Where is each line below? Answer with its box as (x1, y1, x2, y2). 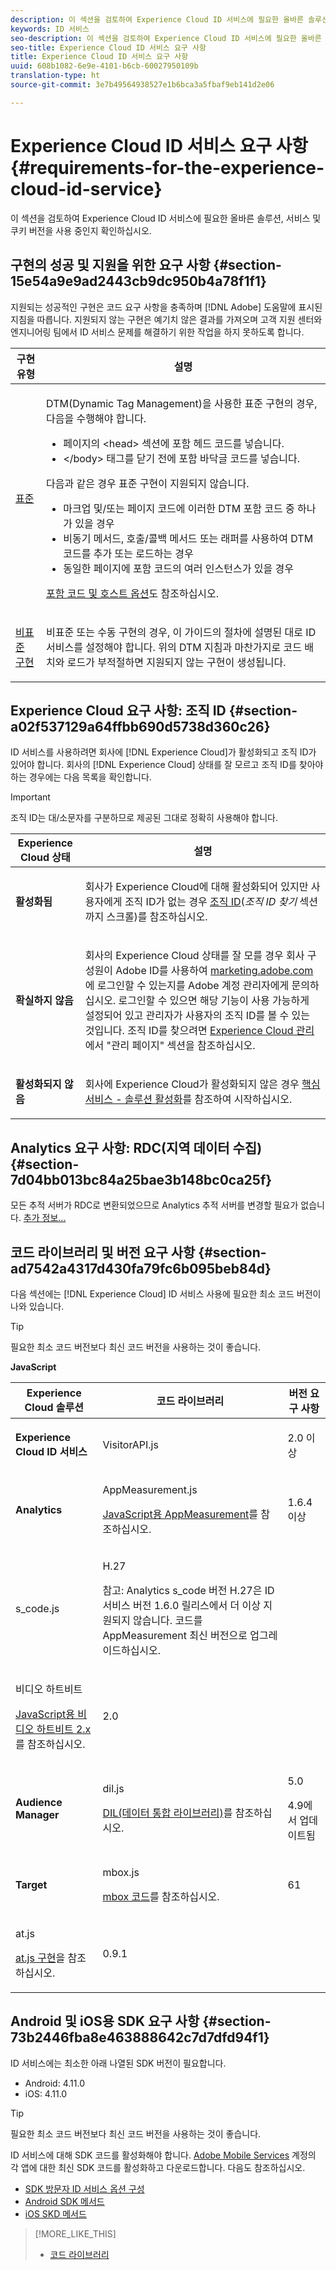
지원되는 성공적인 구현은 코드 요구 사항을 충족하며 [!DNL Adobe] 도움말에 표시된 (10, 301, 323, 313)
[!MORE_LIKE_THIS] (34, 2227, 117, 2240)
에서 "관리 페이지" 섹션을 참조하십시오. (84, 1039, 256, 1053)
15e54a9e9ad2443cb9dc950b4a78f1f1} (10, 273, 267, 290)
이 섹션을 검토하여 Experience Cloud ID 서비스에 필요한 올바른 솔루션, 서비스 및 (10, 212, 322, 224)
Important (10, 791, 51, 803)
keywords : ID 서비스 (10, 24, 90, 34)
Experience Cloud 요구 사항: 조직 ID (10, 702, 227, 719)
